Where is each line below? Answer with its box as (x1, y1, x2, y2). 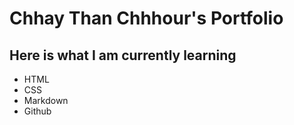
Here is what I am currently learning (9, 47, 237, 64)
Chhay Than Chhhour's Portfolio (9, 7, 284, 30)
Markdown (23, 95, 69, 106)
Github (23, 105, 52, 117)
